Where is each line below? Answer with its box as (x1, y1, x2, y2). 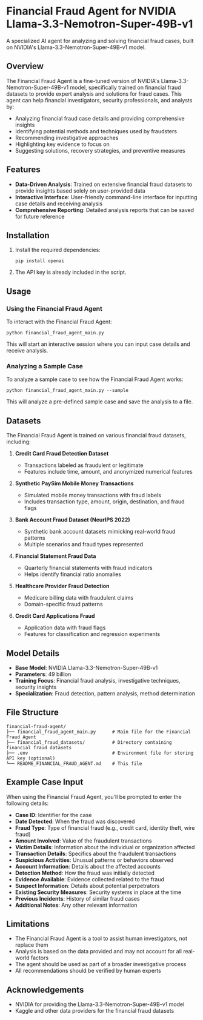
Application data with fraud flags (24, 624, 106, 631)
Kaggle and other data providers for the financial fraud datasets (15, 1007, 175, 1015)
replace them (15, 941, 48, 949)
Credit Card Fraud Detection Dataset (15, 450, 109, 457)
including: (6, 438, 32, 446)
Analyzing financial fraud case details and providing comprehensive (15, 114, 185, 122)
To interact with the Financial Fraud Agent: (6, 318, 112, 325)
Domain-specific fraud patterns (24, 601, 103, 608)
